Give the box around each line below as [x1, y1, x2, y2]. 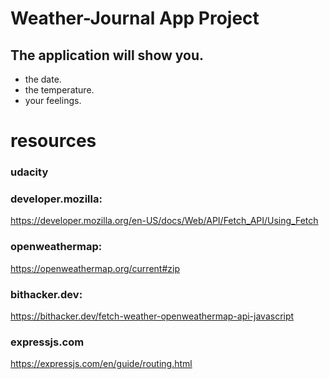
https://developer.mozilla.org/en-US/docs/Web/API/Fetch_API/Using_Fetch [10, 215, 319, 227]
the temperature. [24, 84, 95, 96]
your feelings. [24, 95, 82, 106]
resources [10, 130, 97, 152]
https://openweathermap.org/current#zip [10, 262, 180, 274]
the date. [24, 73, 62, 85]
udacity [10, 165, 49, 179]
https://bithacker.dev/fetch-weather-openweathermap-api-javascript [10, 310, 295, 322]
